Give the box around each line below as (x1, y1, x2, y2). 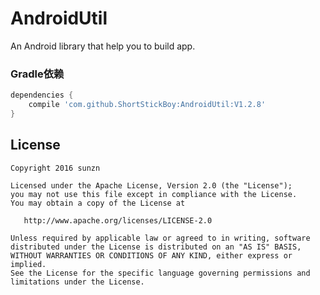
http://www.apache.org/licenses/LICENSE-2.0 (23, 215, 213, 226)
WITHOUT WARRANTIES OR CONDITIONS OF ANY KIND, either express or (10, 250, 293, 261)
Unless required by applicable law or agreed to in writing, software (10, 233, 311, 243)
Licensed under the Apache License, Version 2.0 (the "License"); (10, 180, 293, 191)
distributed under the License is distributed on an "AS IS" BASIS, (10, 242, 302, 252)
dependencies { (10, 90, 74, 101)
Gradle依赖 (10, 67, 65, 81)
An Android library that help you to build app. (10, 40, 196, 52)
